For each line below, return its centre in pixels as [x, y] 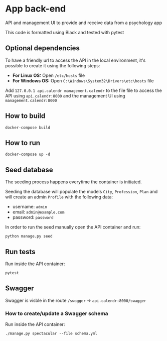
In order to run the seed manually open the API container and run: [73, 227]
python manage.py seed [29, 237]
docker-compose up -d [28, 154]
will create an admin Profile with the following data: [59, 197]
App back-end [36, 9]
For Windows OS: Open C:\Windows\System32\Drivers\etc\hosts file [83, 80]
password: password [33, 217]
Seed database [29, 169]
